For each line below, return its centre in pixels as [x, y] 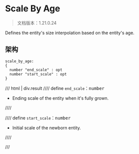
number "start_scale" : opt [38, 74]
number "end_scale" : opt [36, 70]
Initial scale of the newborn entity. [46, 128]
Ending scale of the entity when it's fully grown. [60, 98]
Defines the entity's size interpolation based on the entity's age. [70, 33]
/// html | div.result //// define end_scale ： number [55, 88]
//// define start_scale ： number [38, 118]
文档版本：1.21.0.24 [37, 23]
